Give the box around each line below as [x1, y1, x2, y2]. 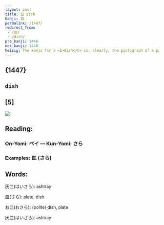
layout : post [5, 7, 32, 12]
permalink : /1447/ [5, 20, 42, 26]
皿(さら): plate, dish [5, 194, 45, 200]
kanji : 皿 [5, 16, 24, 21]
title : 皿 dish [5, 12, 35, 17]
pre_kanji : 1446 [5, 39, 38, 44]
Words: [5, 170, 28, 178]
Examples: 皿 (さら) [5, 155, 52, 162]
